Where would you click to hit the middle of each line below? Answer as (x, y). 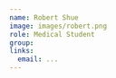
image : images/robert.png (58, 26)
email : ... (38, 59)
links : (22, 51)
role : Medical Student (52, 34)
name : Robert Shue (44, 17)
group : (22, 43)
